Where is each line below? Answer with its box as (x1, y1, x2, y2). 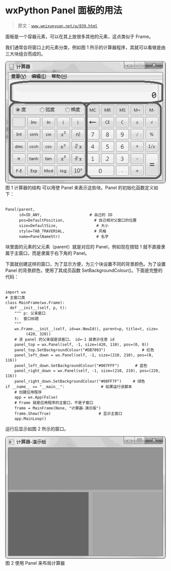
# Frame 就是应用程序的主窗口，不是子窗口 (14, 400, 94, 405)
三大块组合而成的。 (5, 51, 46, 57)
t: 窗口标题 (14, 316, 39, 322)
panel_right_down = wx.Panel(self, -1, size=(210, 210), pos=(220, (14, 369, 160, 374)
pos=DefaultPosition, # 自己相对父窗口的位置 (18, 218, 137, 223)
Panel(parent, (5, 207, 36, 212)
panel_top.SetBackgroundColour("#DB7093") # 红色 (14, 348, 154, 353)
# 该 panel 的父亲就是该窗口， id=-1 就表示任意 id (14, 337, 115, 342)
